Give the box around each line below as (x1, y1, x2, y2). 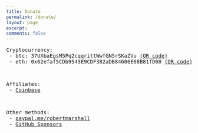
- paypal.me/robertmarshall (9, 115, 90, 122)
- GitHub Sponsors (9, 121, 62, 128)
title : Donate (6, 8, 41, 15)
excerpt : (6, 25, 28, 31)
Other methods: (6, 109, 50, 116)
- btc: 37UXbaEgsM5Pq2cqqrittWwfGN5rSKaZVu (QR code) (9, 52, 168, 59)
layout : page (6, 19, 38, 25)
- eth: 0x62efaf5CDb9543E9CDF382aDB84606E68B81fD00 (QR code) (9, 58, 193, 65)
